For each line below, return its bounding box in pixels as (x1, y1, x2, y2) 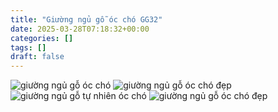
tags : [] (10, 42, 47, 53)
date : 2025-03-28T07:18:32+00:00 (10, 24, 150, 34)
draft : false (10, 52, 65, 62)
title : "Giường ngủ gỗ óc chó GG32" (10, 14, 163, 25)
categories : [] (10, 33, 74, 43)
